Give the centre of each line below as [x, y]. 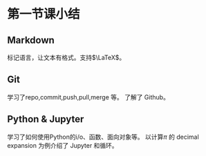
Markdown [31, 40]
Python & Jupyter [46, 119]
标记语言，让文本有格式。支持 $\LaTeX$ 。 [66, 57]
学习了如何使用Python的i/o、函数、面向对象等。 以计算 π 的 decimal [103, 137]
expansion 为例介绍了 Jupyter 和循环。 [63, 145]
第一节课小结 [44, 14]
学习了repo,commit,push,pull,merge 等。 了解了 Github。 [88, 97]
